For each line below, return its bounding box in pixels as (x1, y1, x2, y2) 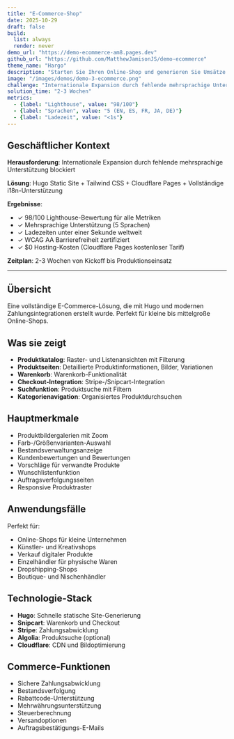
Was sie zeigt (7, 337, 67, 349)
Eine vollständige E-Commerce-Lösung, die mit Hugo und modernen (7, 302, 204, 310)
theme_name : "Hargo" (7, 62, 68, 69)
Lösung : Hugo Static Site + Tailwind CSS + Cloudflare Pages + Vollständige (7, 179, 224, 188)
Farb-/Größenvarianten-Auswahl (17, 439, 111, 447)
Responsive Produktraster (17, 482, 92, 492)
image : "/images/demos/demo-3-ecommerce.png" (7, 75, 141, 82)
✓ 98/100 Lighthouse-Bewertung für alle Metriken (17, 213, 162, 222)
